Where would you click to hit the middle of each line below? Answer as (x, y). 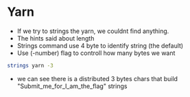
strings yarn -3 (30, 65)
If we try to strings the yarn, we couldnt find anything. (93, 31)
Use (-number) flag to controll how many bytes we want (96, 53)
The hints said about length (56, 38)
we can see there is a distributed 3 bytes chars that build (97, 78)
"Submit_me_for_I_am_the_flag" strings (72, 86)
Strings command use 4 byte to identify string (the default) (100, 45)
